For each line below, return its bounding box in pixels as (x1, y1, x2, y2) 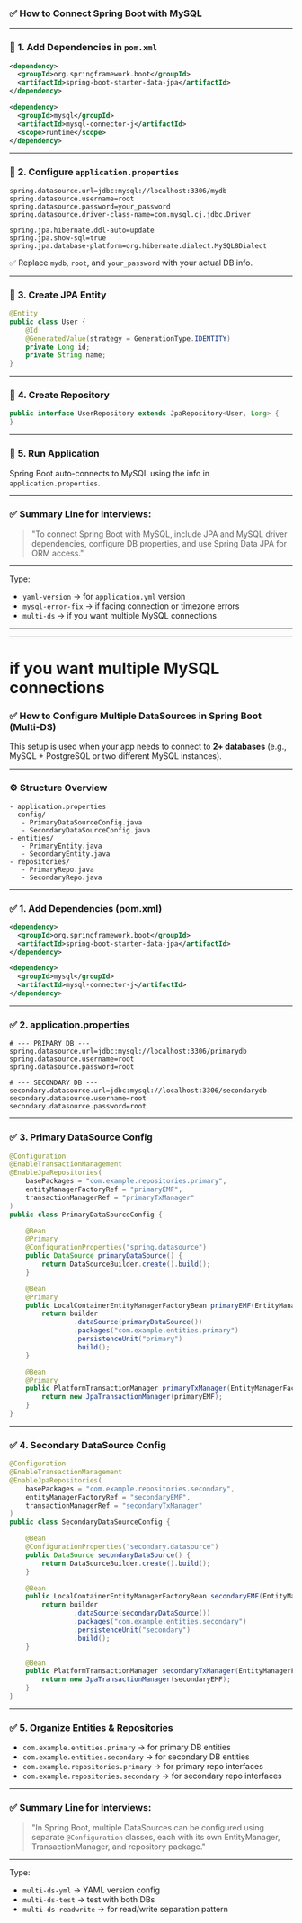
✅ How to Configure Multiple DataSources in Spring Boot (9, 709, 262, 722)
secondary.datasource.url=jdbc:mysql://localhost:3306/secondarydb (9, 1086, 268, 1095)
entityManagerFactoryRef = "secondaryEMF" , (25, 1492, 191, 1501)
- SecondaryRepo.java (21, 873, 102, 882)
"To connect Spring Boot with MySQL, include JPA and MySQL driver (31, 529, 288, 539)
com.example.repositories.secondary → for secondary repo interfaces (22, 1770, 282, 1782)
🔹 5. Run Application (9, 448, 100, 460)
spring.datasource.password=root (9, 1063, 135, 1072)
